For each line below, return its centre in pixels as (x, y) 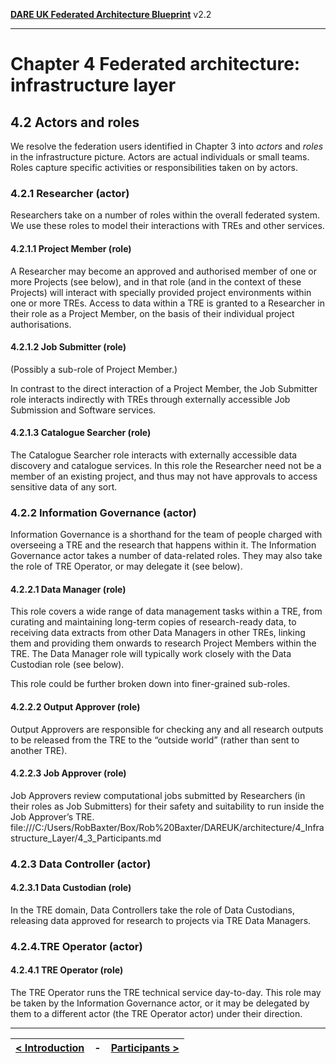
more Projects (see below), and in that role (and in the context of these (156, 281)
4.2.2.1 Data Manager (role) (68, 589)
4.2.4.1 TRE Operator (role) (67, 970)
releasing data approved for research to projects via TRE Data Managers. (161, 920)
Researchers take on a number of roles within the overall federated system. (165, 215)
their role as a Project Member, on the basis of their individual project (152, 313)
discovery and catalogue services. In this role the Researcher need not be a (166, 465)
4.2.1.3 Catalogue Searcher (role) (81, 433)
